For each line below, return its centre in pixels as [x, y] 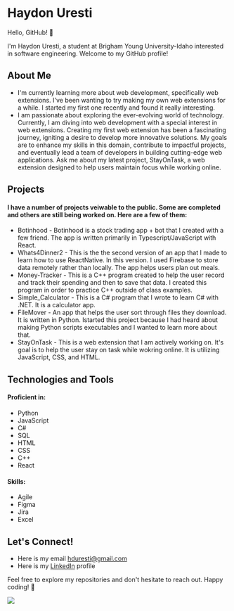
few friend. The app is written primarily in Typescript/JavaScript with [117, 238]
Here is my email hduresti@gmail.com [72, 558]
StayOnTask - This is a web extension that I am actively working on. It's [121, 342]
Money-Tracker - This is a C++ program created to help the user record [121, 275]
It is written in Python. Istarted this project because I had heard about [118, 320]
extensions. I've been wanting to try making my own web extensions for [122, 100]
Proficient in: [27, 397]
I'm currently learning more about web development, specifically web [118, 92]
